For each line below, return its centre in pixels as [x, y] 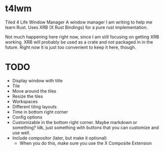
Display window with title [37, 80]
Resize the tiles [27, 96]
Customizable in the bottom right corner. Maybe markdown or [75, 122]
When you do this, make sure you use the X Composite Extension [86, 143]
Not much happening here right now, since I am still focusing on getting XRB [82, 37]
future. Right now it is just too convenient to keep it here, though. [71, 47]
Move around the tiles [34, 91]
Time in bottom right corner [40, 112]
